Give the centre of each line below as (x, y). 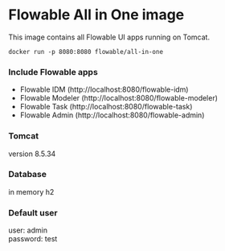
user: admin (28, 230)
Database (27, 175)
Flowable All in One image (96, 15)
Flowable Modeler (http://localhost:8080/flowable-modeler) (119, 98)
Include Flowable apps (53, 72)
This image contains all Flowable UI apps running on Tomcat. (109, 37)
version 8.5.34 (32, 154)
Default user (33, 212)
